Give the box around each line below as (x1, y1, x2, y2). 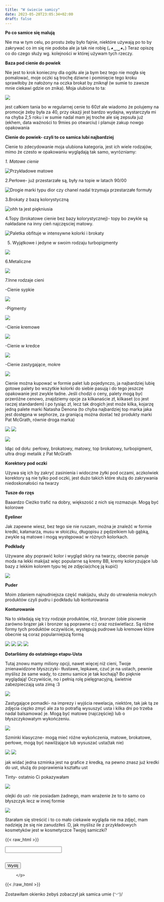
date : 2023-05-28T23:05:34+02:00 (5, 12, 73, 17)
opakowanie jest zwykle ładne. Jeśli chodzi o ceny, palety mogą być (5, 391, 143, 397)
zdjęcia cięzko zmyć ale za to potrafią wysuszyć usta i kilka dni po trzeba (5, 705, 153, 712)
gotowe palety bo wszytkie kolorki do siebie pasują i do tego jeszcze (5, 386, 144, 392)
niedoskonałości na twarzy (5, 480, 59, 486)
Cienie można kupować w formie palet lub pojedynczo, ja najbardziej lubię (5, 380, 155, 386)
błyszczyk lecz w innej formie (5, 798, 65, 804)
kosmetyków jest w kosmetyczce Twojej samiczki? (5, 827, 107, 833)
